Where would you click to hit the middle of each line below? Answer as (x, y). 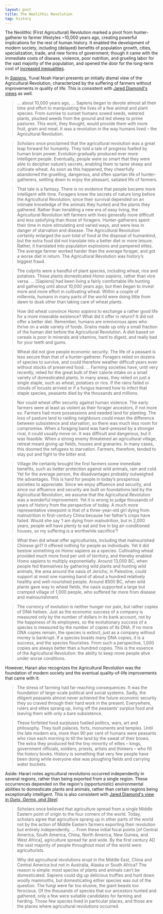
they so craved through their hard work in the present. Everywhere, (84, 703)
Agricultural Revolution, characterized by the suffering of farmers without (78, 83)
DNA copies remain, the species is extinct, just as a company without (86, 633)
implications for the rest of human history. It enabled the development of (77, 43)
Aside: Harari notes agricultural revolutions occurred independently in (75, 774)
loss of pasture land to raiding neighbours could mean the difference (85, 418)
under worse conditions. (41, 658)
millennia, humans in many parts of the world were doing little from (84, 297)
